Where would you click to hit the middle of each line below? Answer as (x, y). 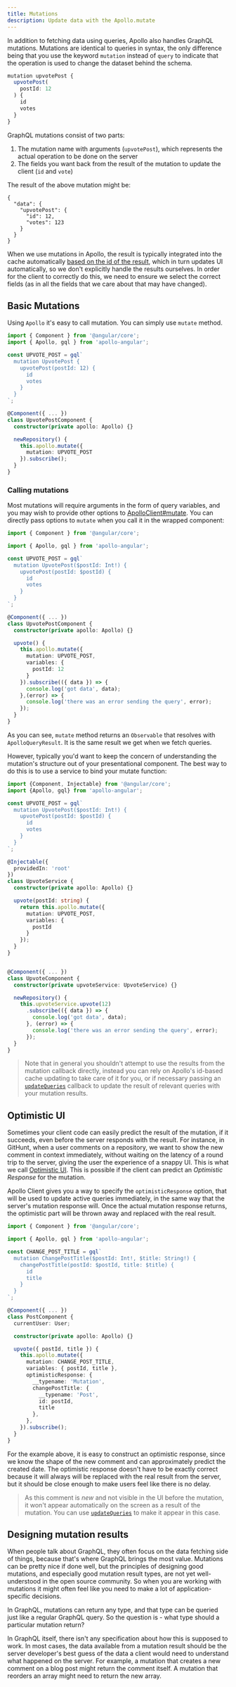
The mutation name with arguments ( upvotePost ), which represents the (120, 149)
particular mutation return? (46, 1625)
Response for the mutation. (46, 1177)
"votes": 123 (45, 222)
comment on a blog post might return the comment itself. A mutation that (113, 1669)
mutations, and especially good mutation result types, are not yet (101, 1574)
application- (194, 1589)
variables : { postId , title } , (72, 1369)
